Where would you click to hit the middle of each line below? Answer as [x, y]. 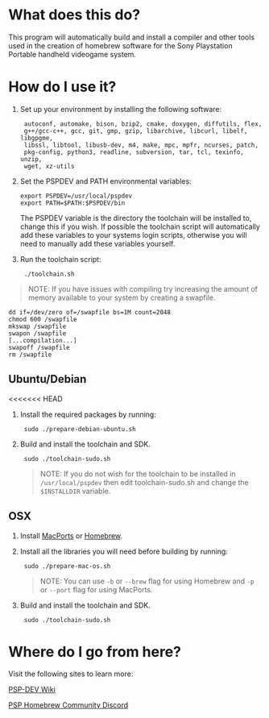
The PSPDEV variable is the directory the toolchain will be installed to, [136, 218]
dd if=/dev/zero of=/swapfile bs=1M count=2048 [90, 312]
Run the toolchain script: [60, 259]
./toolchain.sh [49, 274]
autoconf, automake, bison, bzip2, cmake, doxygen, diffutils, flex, [143, 124]
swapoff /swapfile [39, 347]
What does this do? [74, 15]
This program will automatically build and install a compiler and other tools [132, 37]
